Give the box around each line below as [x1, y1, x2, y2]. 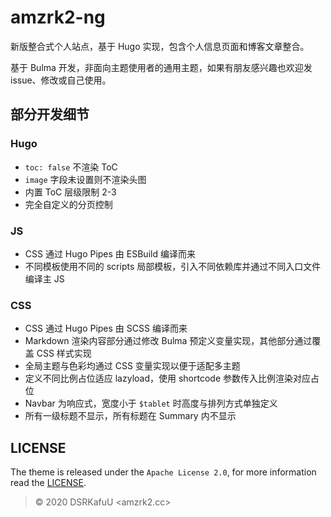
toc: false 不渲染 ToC [24, 161, 118, 173]
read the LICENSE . [10, 477, 87, 489]
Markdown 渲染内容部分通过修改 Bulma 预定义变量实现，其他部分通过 [24, 335, 313, 347]
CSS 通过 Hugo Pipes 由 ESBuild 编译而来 [24, 247, 196, 260]
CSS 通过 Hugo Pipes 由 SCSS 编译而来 [24, 322, 188, 335]
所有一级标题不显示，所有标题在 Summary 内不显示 [24, 410, 237, 422]
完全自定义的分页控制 [24, 198, 113, 210]
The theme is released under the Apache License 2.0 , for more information [10, 466, 317, 478]
